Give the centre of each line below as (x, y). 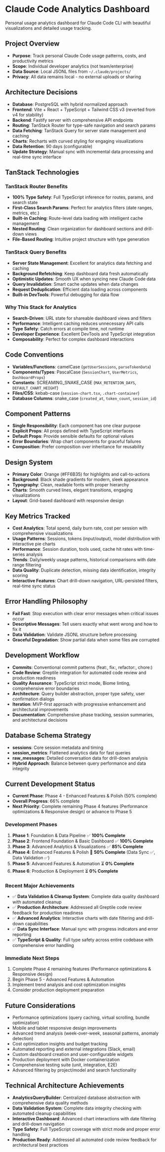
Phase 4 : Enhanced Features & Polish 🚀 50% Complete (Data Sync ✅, (84, 852)
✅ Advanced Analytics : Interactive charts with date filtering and (78, 918)
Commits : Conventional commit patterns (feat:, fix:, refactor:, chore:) (82, 667)
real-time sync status (34, 586)
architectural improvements (40, 709)
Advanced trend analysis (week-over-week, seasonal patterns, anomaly (85, 1033)
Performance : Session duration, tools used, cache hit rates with (78, 549)
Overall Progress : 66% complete (46, 801)
